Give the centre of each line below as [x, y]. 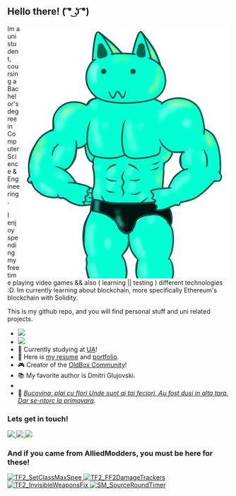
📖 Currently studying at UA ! [57, 349]
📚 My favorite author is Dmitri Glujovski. [76, 375]
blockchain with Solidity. [43, 297]
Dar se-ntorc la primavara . [57, 400]
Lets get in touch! [38, 418]
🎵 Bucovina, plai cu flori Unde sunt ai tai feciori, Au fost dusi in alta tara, [123, 393]
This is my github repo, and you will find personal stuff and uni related [109, 311]
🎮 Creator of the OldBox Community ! [72, 365]
